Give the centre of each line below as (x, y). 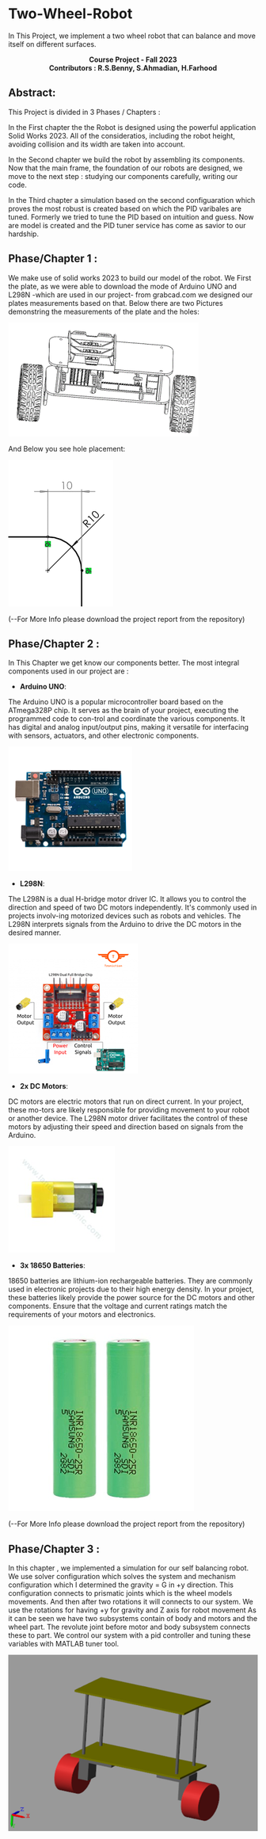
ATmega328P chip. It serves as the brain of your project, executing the (123, 711)
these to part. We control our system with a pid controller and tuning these (129, 1635)
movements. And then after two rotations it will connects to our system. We (131, 1602)
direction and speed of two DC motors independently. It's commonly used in (133, 907)
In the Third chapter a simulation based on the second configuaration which (132, 200)
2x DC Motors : (44, 1086)
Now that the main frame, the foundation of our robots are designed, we (125, 168)
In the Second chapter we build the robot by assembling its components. (127, 159)
